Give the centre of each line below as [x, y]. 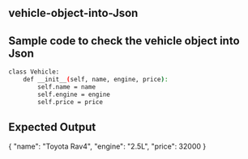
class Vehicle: [34, 72]
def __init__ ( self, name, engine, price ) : [96, 80]
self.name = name [66, 87]
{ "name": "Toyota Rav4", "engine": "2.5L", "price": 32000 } [107, 146]
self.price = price [71, 102]
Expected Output [52, 127]
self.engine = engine [74, 94]
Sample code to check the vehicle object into [124, 41]
